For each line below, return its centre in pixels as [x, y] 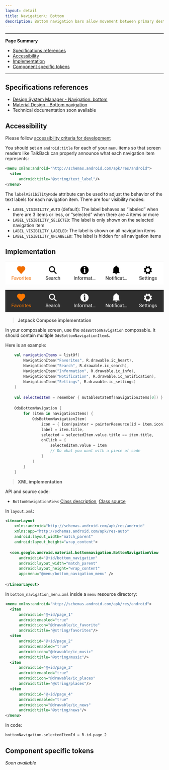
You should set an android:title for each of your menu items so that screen [83, 148]
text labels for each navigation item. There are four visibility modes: [75, 199]
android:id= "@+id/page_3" [46, 668]
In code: [14, 725]
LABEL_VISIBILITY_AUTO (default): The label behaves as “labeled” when [85, 209]
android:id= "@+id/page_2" [46, 641]
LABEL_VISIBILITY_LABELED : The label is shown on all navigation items [84, 230]
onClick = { [54, 440]
